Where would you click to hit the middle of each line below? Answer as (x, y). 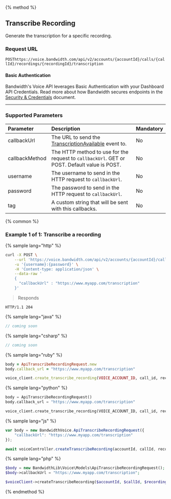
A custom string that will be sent (90, 202)
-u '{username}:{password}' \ (47, 264)
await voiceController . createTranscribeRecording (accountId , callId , (81, 449)
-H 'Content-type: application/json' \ (57, 269)
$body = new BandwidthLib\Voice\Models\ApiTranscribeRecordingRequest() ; (85, 468)
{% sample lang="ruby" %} (34, 355)
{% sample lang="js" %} (31, 421)
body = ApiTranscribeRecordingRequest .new (51, 364)
